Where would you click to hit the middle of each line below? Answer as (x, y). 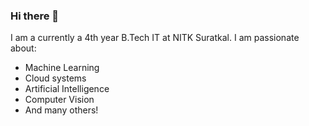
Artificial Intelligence (67, 89)
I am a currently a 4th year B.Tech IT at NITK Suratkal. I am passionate (155, 38)
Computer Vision (59, 100)
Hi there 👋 (35, 16)
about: (23, 48)
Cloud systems (55, 78)
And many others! (61, 110)
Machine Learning (62, 68)
